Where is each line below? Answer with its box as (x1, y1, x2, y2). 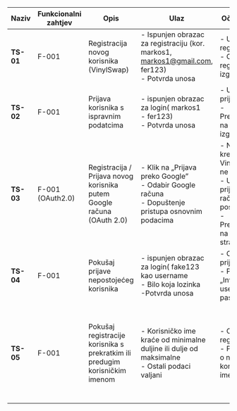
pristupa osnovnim (140, 207, 202, 216)
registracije (87, 331, 126, 340)
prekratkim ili (87, 348, 132, 358)
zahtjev (47, 18, 73, 27)
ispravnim (87, 112, 121, 121)
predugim (87, 357, 121, 367)
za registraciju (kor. (140, 39, 205, 48)
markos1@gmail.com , (140, 56, 213, 65)
